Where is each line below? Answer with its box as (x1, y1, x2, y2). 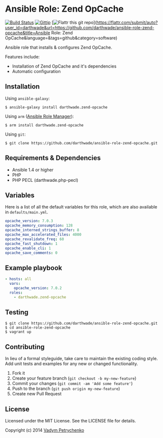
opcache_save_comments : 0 (5, 250, 57, 255)
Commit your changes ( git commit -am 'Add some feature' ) (12, 381, 133, 386)
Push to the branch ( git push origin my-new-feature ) (12, 385, 120, 392)
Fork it (12, 370, 25, 376)
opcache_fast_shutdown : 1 (5, 241, 57, 246)
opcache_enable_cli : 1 (5, 245, 51, 251)
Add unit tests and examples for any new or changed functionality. (5, 361, 138, 367)
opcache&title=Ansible (5, 30, 50, 35)
